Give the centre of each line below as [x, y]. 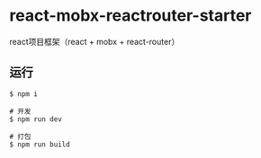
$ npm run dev [36, 119]
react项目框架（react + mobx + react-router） [94, 41]
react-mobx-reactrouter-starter [130, 16]
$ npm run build [40, 145]
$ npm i [24, 94]
